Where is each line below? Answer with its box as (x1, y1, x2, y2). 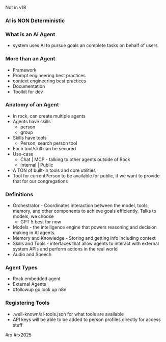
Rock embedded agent (12, 276, 61, 282)
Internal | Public (20, 162, 53, 168)
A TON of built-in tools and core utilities (12, 167, 96, 173)
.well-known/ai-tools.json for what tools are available (12, 311, 124, 317)
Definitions (5, 191, 34, 198)
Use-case (12, 151, 34, 157)
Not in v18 (5, 5, 26, 10)
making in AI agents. (12, 230, 56, 236)
